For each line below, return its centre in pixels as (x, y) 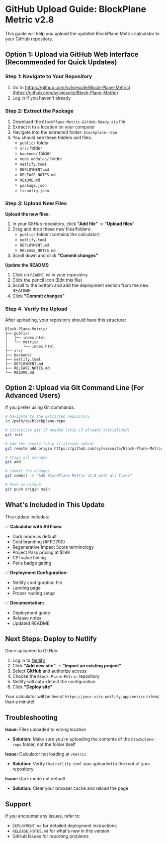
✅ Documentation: (25, 603)
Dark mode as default (35, 536)
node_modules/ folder (41, 158)
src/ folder (31, 148)
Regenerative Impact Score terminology (53, 547)
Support (18, 804)
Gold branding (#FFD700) (39, 542)
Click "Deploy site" (32, 687)
